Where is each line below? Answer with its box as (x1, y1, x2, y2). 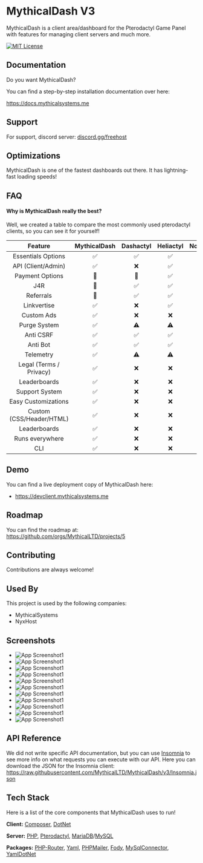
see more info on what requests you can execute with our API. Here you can (6, 755, 196, 763)
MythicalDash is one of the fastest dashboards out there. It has (6, 166, 163, 174)
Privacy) (27, 367, 51, 376)
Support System (16, 387, 62, 396)
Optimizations (6, 150, 60, 161)
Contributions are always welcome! (6, 566, 94, 573)
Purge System (19, 321, 59, 329)
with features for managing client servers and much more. (6, 30, 151, 38)
